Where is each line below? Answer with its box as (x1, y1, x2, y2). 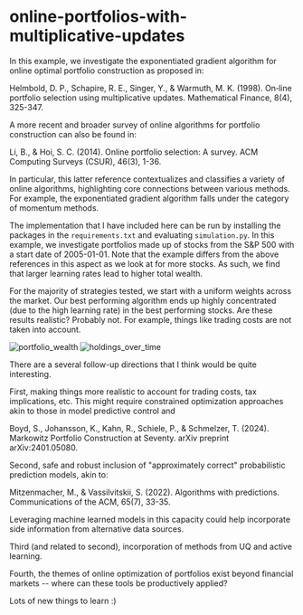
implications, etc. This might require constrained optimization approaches (9, 395, 284, 406)
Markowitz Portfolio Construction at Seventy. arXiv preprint (9, 432, 230, 443)
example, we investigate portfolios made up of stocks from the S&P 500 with (9, 239, 295, 250)
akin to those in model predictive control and (9, 405, 176, 416)
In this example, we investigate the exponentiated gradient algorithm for (9, 55, 278, 66)
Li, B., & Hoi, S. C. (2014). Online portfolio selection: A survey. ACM (9, 147, 259, 157)
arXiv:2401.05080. (9, 441, 79, 453)
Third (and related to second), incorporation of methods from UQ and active (9, 541, 292, 552)
